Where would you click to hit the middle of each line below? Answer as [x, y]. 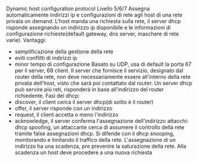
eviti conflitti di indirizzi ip [46, 58]
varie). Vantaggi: [26, 40]
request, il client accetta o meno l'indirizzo [66, 115]
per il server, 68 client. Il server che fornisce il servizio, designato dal [99, 70]
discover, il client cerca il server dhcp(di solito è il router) [84, 102]
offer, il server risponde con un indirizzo [63, 108]
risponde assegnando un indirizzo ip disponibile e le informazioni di [88, 27]
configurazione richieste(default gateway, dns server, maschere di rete [92, 34]
